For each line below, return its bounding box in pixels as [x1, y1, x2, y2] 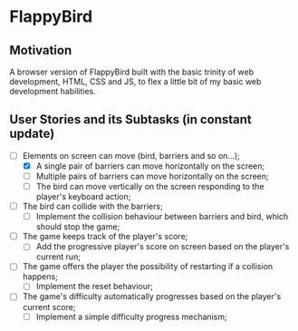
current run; [35, 251, 82, 262]
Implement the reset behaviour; [35, 281, 154, 292]
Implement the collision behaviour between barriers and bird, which [35, 211, 289, 222]
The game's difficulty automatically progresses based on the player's [22, 291, 282, 302]
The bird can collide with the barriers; [22, 201, 163, 212]
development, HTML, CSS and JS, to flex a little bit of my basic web [9, 76, 262, 87]
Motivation [9, 43, 72, 58]
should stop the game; [35, 221, 120, 232]
